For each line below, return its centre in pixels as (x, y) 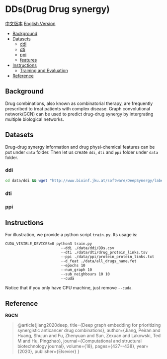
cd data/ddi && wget (27, 180)
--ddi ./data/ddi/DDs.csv (87, 248)
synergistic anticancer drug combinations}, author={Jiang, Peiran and (89, 330)
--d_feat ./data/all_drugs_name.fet (98, 261)
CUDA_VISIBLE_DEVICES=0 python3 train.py (49, 244)
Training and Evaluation (44, 70)
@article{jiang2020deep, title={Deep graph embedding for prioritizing (89, 325)
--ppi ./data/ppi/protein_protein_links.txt (107, 257)
